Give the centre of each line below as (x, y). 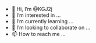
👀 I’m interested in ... (36, 15)
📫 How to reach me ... (38, 34)
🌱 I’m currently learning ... (42, 21)
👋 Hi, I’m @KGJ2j (32, 9)
